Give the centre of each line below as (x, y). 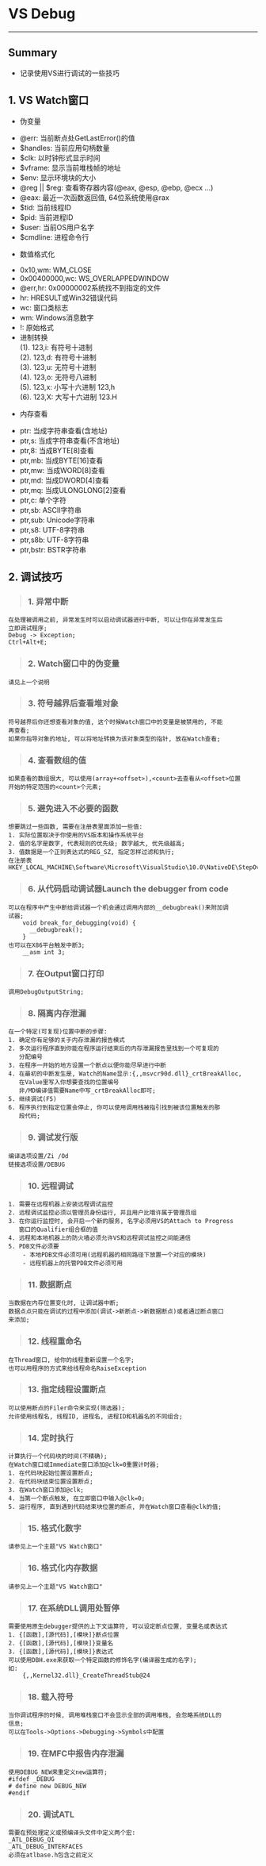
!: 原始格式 (36, 327)
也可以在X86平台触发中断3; (47, 945)
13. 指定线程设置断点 (66, 1390)
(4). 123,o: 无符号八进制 (58, 377)
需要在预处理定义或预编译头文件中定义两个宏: (72, 1833)
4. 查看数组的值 (57, 760)
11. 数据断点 (50, 1284)
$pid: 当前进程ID (46, 217)
